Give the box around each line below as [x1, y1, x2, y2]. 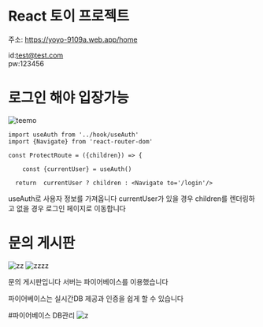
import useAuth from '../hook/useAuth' [8, 131, 139, 139]
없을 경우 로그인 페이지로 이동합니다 [16, 203, 126, 213]
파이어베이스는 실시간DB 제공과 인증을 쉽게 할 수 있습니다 [8, 293, 183, 303]
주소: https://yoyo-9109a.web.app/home [8, 35, 138, 44]
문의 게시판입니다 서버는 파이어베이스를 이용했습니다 [8, 277, 169, 286]
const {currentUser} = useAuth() [22, 165, 132, 173]
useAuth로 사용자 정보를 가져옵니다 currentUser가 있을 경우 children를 [8, 194, 228, 203]
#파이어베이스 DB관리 [8, 310, 76, 320]
